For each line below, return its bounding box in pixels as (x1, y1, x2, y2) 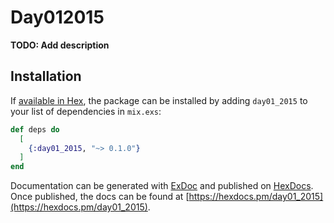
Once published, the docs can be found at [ (10, 191, 190, 203)
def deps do (10, 124, 60, 135)
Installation (10, 68, 82, 85)
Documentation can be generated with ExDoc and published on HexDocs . (10, 180, 314, 192)
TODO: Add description (10, 39, 110, 51)
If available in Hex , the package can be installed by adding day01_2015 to (10, 94, 308, 106)
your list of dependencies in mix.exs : (10, 105, 162, 117)
